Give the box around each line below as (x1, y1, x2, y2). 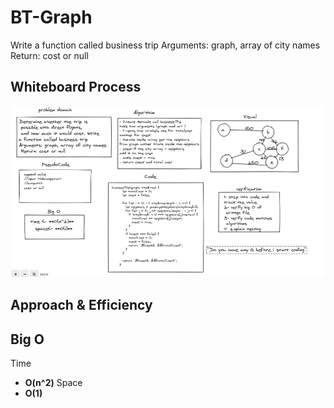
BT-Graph (10, 6, 93, 29)
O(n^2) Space (24, 377, 83, 389)
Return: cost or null (10, 49, 89, 61)
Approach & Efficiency (10, 297, 153, 314)
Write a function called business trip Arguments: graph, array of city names (10, 39, 321, 51)
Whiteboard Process (10, 79, 142, 96)
